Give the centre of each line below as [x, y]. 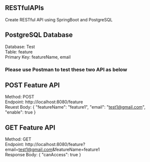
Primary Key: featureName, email [38, 57]
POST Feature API [32, 85]
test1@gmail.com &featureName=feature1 [59, 149]
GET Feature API [30, 127]
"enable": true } [21, 112]
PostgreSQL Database [39, 35]
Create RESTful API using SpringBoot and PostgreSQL [59, 19]
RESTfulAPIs [25, 8]
